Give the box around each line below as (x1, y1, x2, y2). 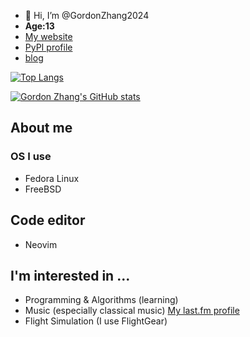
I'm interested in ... (10, 267, 131, 284)
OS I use (10, 150, 52, 164)
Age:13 (24, 20, 55, 32)
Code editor (10, 212, 86, 229)
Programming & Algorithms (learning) (24, 294, 179, 306)
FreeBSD (24, 183, 62, 195)
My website (24, 31, 73, 42)
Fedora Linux (24, 172, 80, 184)
